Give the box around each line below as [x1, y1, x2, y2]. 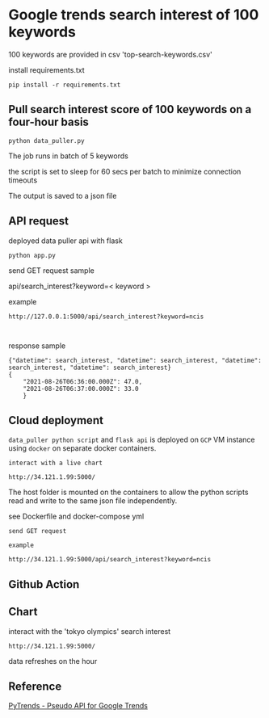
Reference [8, 679, 62, 693]
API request [8, 214, 69, 228]
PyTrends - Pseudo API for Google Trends [8, 701, 148, 711]
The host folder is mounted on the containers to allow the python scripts [8, 487, 249, 498]
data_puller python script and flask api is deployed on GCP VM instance [8, 435, 256, 445]
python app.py [8, 251, 57, 259]
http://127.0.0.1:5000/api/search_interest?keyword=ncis [8, 313, 204, 321]
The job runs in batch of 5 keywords [8, 151, 129, 161]
